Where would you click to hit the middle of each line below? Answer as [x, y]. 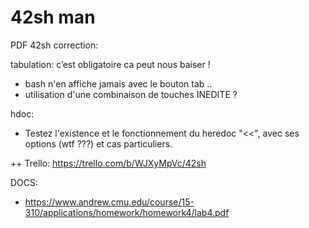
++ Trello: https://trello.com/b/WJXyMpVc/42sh [108, 163]
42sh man [53, 17]
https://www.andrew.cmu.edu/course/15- [109, 202]
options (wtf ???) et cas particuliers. [98, 143]
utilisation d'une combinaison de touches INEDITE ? [131, 94]
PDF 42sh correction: [54, 45]
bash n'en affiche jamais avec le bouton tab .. [118, 83]
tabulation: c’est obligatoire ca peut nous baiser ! [110, 64]
